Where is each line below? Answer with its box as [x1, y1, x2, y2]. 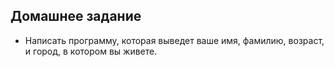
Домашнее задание [10, 8, 142, 25]
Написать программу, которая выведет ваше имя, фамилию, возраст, [24, 34, 325, 46]
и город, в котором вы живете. [24, 45, 158, 57]
